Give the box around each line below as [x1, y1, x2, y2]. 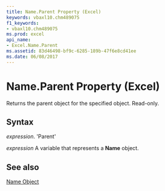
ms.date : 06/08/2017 [6, 54, 59, 60]
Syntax [6, 117, 34, 127]
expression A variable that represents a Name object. [6, 145, 139, 152]
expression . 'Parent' [6, 133, 56, 140]
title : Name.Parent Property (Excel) [6, 8, 102, 15]
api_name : [6, 37, 31, 43]
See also [6, 162, 39, 172]
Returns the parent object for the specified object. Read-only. [6, 99, 160, 107]
